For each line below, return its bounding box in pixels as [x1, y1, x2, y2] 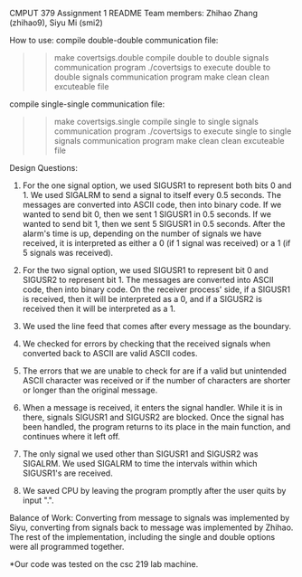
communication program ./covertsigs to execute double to [53, 62, 271, 72]
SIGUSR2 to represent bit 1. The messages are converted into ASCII [22, 275, 274, 285]
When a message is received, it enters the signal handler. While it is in [22, 402, 283, 412]
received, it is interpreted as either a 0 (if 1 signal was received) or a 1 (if [22, 238, 291, 248]
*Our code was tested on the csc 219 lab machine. [9, 559, 199, 569]
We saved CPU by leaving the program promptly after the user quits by [22, 486, 287, 496]
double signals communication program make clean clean [53, 71, 269, 82]
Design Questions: [9, 163, 79, 173]
